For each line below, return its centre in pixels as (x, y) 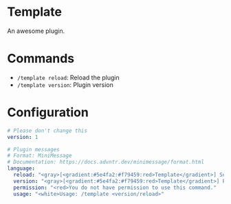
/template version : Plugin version (65, 85)
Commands (41, 59)
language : (21, 168)
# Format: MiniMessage (40, 156)
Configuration (48, 113)
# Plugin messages (33, 149)
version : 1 (23, 137)
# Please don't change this (47, 131)
